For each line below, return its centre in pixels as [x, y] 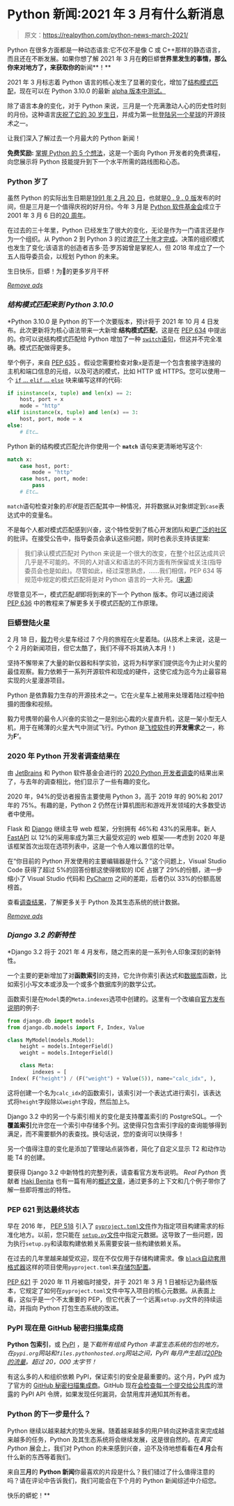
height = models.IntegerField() [67, 1046]
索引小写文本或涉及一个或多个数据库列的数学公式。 [86, 984]
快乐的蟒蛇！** [29, 1495]
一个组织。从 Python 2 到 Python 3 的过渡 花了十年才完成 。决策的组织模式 [118, 239]
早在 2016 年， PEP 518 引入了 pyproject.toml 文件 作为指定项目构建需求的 [113, 1226]
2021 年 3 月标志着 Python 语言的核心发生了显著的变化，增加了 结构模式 [110, 82]
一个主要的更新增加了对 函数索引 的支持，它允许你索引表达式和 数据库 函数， [114, 975]
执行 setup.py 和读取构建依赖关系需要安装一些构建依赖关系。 [99, 1243]
